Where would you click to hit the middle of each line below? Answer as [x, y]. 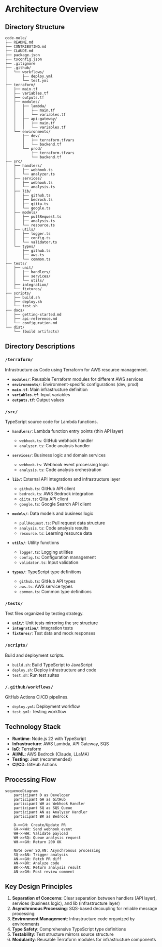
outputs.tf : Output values [38, 400]
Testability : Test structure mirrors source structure [63, 934]
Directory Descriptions [40, 346]
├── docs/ [15, 310]
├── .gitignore [20, 64]
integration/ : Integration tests [43, 628]
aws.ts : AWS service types [46, 586]
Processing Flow [31, 780]
